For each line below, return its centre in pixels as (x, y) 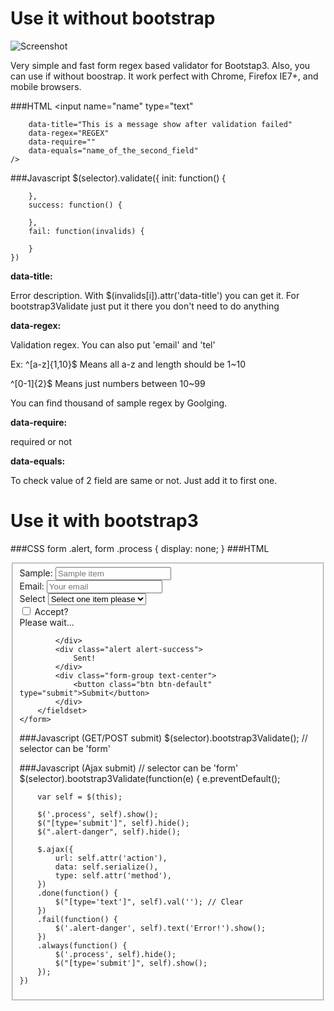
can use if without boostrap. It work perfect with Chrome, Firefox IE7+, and (164, 76)
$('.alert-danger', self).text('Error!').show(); (160, 928)
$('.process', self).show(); (98, 814)
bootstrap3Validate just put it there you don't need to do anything (145, 306)
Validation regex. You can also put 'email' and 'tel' (113, 344)
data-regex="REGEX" (69, 133)
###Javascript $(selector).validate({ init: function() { (118, 178)
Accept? (51, 611)
